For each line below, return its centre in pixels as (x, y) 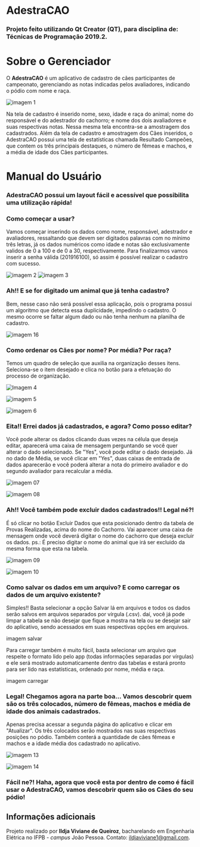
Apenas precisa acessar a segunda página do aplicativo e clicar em (89, 724)
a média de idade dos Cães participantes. (57, 152)
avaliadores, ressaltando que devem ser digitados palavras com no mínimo (98, 238)
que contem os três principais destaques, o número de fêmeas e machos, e (99, 146)
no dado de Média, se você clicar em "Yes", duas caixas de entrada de (93, 459)
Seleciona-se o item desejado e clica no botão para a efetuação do (89, 370)
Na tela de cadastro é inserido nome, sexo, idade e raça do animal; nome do (100, 114)
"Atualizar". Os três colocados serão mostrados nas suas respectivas (91, 731)
